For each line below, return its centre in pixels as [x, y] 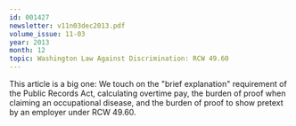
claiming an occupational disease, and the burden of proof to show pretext [146, 102]
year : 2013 [29, 42]
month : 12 [28, 51]
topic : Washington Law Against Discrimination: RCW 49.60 [119, 59]
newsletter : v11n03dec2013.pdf [67, 26]
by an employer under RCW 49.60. [73, 112]
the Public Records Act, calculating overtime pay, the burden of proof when [148, 93]
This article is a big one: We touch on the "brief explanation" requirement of [148, 84]
